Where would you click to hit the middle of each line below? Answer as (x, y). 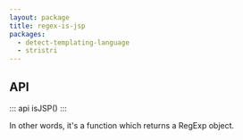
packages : (28, 34)
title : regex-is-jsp (48, 26)
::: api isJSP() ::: (38, 108)
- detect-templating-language (73, 42)
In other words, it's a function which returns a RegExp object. (122, 125)
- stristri (38, 51)
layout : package (39, 17)
